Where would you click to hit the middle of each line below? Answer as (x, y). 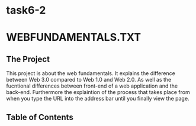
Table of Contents (40, 117)
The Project (28, 59)
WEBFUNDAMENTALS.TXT (73, 38)
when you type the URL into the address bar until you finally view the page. (98, 99)
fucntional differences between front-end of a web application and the (92, 86)
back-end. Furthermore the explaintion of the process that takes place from (98, 92)
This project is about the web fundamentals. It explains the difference (91, 73)
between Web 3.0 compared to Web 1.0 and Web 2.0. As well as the (89, 80)
